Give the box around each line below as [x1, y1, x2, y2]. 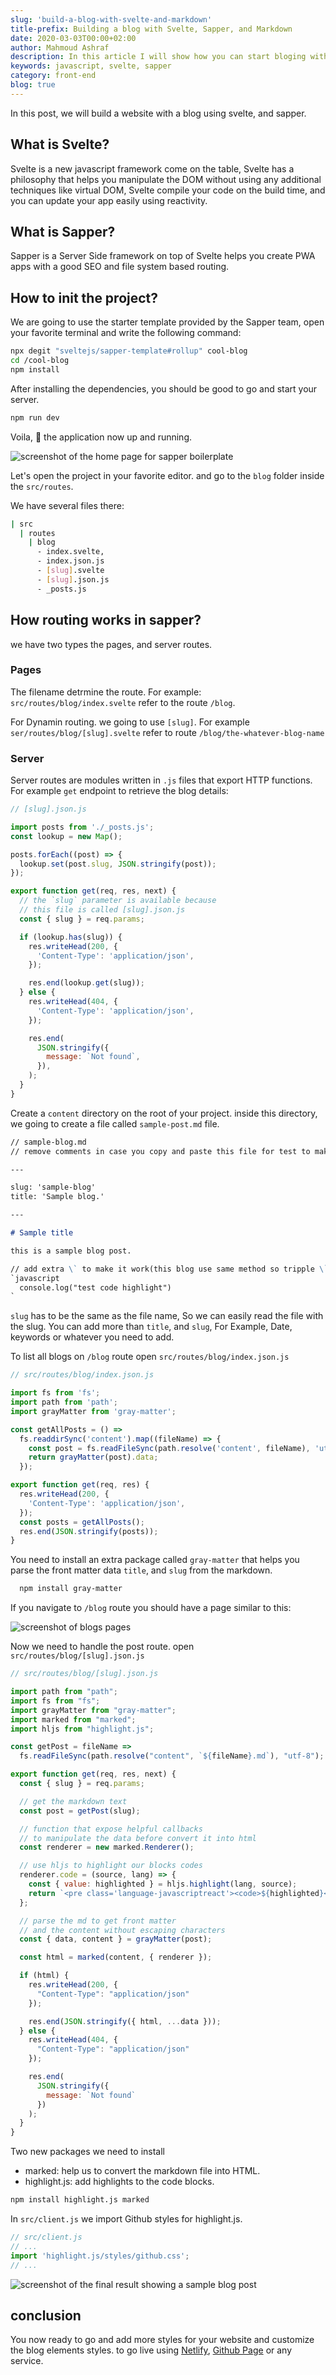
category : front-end [10, 71, 97, 81]
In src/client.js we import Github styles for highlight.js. [10, 2213, 243, 2225]
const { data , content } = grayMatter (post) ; [19, 1934, 213, 1945]
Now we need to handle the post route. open [10, 1641, 195, 1653]
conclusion [10, 2307, 82, 2324]
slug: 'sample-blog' [10, 1182, 97, 1193]
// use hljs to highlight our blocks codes [19, 1861, 203, 1871]
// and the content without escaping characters [19, 1925, 226, 1935]
